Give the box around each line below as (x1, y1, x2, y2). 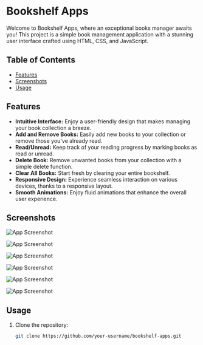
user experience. (15, 195, 58, 202)
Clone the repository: (15, 321, 69, 329)
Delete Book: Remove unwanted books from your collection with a (15, 156, 182, 163)
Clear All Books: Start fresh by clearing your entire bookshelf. (15, 169, 170, 177)
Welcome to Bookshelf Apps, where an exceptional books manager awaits (6, 24, 193, 32)
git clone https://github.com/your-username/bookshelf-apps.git (15, 333, 182, 340)
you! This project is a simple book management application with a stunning (6, 30, 194, 38)
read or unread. (15, 150, 55, 157)
